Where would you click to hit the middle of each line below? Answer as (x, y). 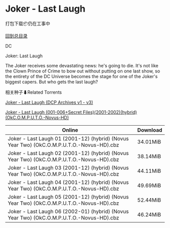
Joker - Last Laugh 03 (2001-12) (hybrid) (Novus (68, 168)
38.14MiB (149, 156)
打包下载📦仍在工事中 (28, 23)
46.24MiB (149, 214)
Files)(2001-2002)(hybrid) (110, 112)
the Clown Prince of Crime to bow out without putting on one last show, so (83, 71)
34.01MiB (149, 141)
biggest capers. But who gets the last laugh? (52, 82)
